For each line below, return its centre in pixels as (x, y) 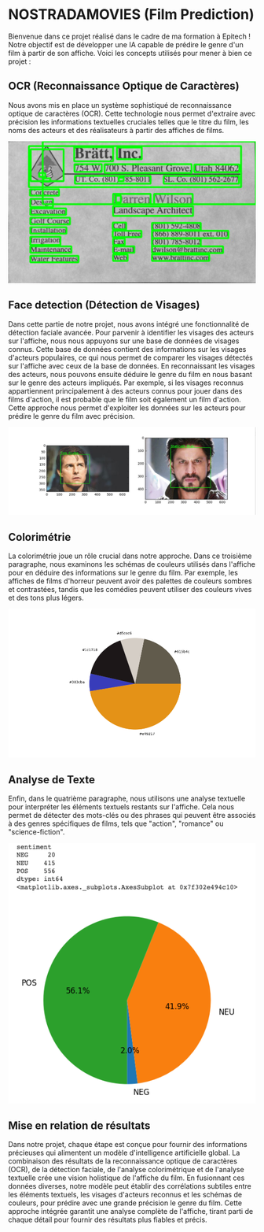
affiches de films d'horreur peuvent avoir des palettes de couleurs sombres (130, 581)
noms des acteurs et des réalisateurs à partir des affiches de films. (116, 130)
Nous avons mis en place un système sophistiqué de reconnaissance (120, 105)
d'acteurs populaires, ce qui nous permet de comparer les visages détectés (130, 357)
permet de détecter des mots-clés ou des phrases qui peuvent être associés (132, 816)
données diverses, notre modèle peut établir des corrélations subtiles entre (130, 1186)
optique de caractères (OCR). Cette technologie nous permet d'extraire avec (132, 113)
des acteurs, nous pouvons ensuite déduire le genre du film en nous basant (130, 374)
